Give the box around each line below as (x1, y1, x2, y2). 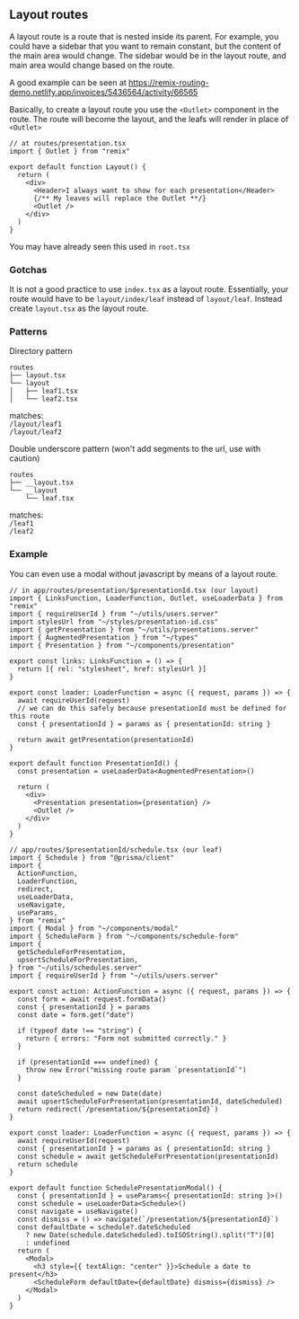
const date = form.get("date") (17, 1010, 135, 1019)
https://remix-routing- (128, 76, 209, 88)
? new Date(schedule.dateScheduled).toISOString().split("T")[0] (25, 1230, 276, 1239)
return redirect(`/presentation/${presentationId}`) (17, 1104, 219, 1113)
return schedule (17, 1159, 78, 1169)
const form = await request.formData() (17, 995, 167, 1004)
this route (9, 712, 50, 721)
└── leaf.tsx (25, 494, 75, 503)
